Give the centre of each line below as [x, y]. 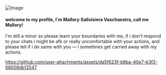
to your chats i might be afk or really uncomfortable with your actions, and [82, 42]
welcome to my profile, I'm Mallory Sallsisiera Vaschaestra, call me [77, 19]
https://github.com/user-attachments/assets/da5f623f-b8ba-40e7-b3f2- [81, 62]
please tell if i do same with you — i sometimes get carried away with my [81, 47]
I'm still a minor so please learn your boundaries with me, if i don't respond [83, 36]
